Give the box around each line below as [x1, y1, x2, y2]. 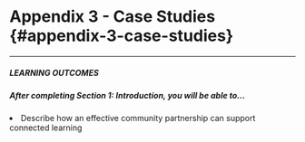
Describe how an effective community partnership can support [21, 113, 256, 124]
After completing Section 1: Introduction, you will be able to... [9, 90, 246, 100]
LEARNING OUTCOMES [9, 67, 100, 78]
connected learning [9, 122, 83, 133]
